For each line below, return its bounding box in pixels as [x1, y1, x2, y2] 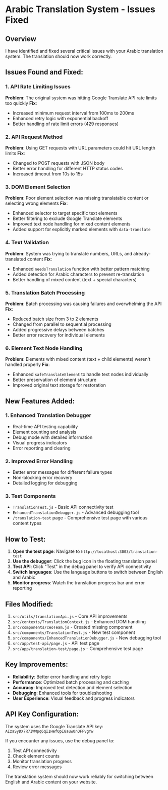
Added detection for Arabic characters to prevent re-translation [12, 271, 145, 277]
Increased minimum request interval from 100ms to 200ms [12, 110, 135, 116]
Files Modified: [5, 599, 53, 609]
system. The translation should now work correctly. [5, 53, 112, 59]
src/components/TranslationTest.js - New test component [12, 629, 135, 635]
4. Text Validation [5, 239, 49, 246]
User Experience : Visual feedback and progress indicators [12, 695, 135, 701]
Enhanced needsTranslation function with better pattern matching [12, 266, 150, 272]
